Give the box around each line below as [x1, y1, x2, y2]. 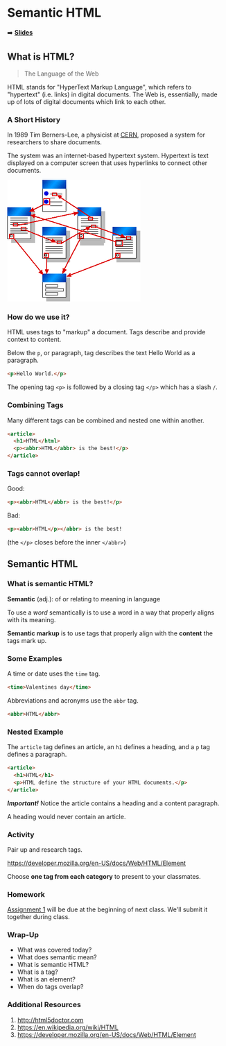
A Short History [7, 114, 61, 124]
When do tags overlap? [17, 983, 84, 991]
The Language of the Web [24, 69, 99, 78]
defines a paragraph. [7, 751, 67, 759]
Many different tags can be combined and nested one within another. [7, 416, 205, 425]
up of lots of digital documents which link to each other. [7, 97, 166, 105]
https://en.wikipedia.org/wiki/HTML [17, 1023, 119, 1031]
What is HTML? [7, 51, 75, 63]
